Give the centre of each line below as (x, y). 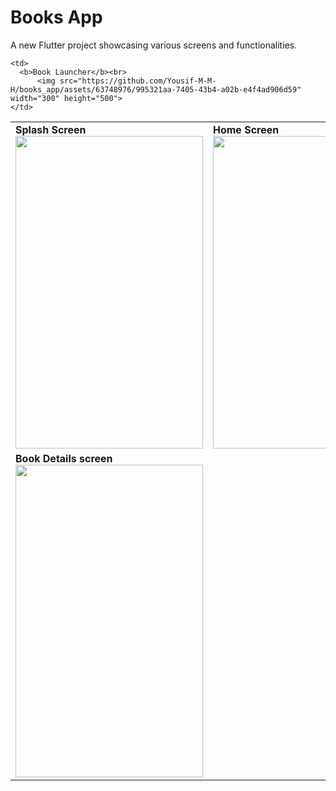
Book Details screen (64, 458)
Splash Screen (51, 129)
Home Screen (246, 129)
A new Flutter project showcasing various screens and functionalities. (154, 45)
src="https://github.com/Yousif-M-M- (138, 81)
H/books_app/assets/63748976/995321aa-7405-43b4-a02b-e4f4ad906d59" (156, 89)
